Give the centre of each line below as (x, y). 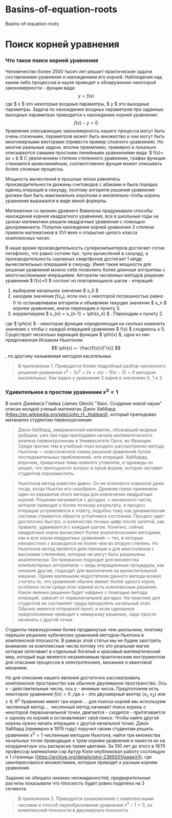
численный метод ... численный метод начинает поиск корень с (76, 707)
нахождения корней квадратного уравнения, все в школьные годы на (82, 216)
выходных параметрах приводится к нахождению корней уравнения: (82, 115)
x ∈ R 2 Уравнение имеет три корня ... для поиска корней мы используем (86, 701)
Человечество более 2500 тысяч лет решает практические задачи (79, 72)
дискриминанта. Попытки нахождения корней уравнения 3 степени (80, 227)
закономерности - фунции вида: (40, 88)
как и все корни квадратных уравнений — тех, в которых (80, 538)
